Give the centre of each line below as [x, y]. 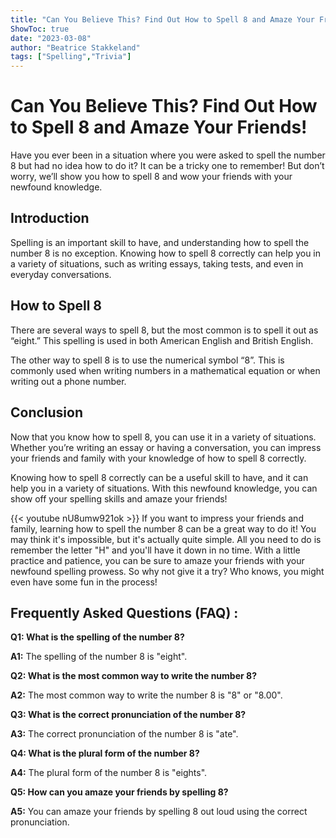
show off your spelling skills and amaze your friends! [119, 498]
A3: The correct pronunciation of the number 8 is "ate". [124, 734]
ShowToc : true [40, 29]
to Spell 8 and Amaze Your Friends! [159, 127]
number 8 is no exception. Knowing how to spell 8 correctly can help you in [166, 253]
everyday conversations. [61, 274]
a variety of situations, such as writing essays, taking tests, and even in [157, 263]
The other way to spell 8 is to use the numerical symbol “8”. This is [147, 360]
